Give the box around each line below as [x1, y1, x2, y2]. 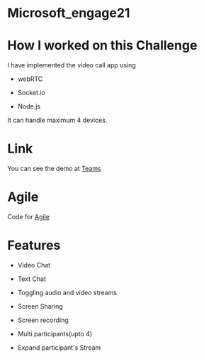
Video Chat [17, 260, 51, 269]
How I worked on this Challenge [7, 38, 198, 54]
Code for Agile [7, 213, 50, 221]
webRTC [17, 74, 43, 83]
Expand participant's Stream [17, 343, 101, 352]
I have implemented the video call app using [7, 61, 136, 70]
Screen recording [17, 316, 69, 324]
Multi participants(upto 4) [17, 329, 93, 338]
